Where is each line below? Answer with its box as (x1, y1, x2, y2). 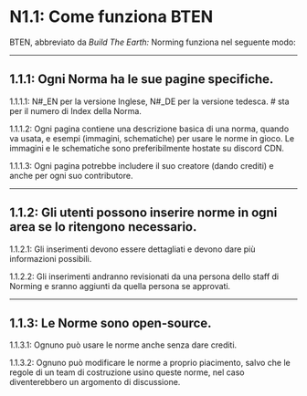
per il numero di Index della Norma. (9, 105, 142, 116)
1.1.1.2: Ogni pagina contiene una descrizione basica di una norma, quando (9, 123, 290, 134)
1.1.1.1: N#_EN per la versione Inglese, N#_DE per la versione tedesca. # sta (9, 96, 290, 107)
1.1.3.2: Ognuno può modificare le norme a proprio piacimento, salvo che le (9, 358, 291, 369)
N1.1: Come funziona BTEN (9, 6, 214, 27)
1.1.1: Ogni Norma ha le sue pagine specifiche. (9, 71, 274, 88)
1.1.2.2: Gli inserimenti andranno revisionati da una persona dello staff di (9, 271, 280, 282)
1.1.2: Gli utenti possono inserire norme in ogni (9, 205, 278, 221)
